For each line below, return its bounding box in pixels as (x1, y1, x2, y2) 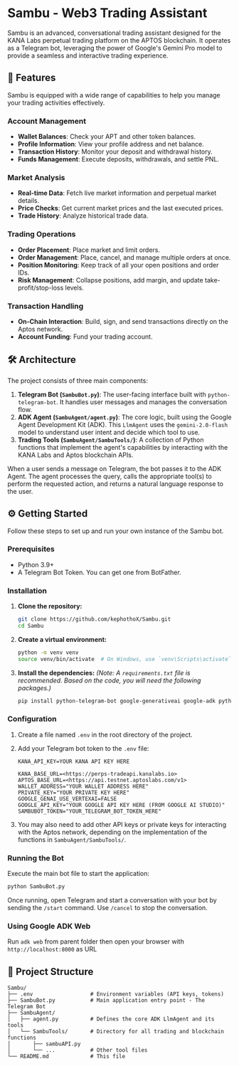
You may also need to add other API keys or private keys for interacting (17, 820, 226, 828)
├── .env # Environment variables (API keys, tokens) (7, 991, 224, 998)
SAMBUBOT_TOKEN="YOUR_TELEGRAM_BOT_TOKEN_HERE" (17, 808, 161, 815)
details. (17, 196, 40, 205)
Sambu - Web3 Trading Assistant (7, 5, 208, 21)
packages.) (17, 683, 52, 692)
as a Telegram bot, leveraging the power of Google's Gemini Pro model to (7, 43, 223, 52)
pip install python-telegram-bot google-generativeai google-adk (17, 697, 216, 704)
